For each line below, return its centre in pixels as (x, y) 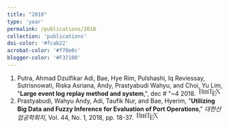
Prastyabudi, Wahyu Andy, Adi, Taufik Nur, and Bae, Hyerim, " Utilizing (116, 101)
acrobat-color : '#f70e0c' (44, 51)
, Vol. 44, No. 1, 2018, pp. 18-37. (89, 117)
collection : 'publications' (47, 36)
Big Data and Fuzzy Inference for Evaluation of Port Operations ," (110, 109)
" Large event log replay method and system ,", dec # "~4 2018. (106, 93)
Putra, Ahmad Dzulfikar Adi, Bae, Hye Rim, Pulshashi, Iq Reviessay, (111, 78)
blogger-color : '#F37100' (44, 58)
